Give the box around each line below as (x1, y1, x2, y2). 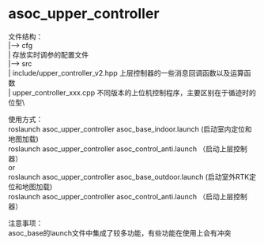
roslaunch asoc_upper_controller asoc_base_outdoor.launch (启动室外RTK (8, 172, 250, 181)
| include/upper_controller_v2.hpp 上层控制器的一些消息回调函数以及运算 (8, 68, 244, 77)
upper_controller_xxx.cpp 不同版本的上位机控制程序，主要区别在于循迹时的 (12, 87, 257, 97)
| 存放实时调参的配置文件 (8, 50, 89, 59)
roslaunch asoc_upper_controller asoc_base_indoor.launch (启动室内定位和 (8, 124, 252, 134)
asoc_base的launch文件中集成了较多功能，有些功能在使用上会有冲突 (8, 228, 232, 237)
